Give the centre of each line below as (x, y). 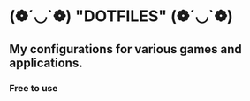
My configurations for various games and (126, 49)
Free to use (34, 88)
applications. (46, 62)
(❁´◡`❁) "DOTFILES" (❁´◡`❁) (121, 16)
